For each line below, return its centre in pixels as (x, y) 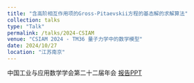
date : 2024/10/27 (32, 46)
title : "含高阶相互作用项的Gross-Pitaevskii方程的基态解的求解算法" (98, 13)
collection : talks (34, 20)
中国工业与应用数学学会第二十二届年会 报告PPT (74, 73)
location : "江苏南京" (36, 53)
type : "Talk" (26, 26)
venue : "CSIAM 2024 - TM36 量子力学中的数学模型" (75, 39)
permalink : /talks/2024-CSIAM (51, 33)
